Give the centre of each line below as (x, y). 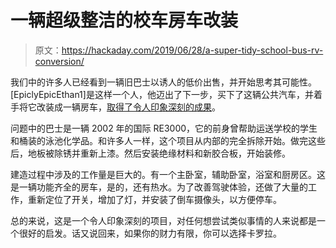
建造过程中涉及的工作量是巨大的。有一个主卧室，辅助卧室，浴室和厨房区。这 (168, 174)
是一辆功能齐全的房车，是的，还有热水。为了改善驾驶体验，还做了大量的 (159, 187)
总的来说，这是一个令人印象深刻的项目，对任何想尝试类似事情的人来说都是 (163, 220)
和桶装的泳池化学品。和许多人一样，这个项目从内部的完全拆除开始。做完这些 (168, 140)
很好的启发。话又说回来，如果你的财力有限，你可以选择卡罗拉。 (150, 233)
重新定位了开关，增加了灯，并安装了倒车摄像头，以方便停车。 (154, 199)
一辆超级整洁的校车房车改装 (124, 20)
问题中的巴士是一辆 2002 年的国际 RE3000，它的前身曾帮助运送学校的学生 (164, 128)
